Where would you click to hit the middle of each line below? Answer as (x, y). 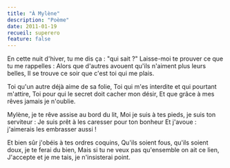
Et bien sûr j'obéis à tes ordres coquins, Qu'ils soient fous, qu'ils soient (108, 143)
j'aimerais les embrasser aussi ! (52, 129)
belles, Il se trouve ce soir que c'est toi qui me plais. (81, 74)
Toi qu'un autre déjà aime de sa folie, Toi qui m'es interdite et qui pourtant (112, 87)
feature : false (29, 39)
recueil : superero (33, 33)
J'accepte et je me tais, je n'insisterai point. (69, 157)
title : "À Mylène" (33, 13)
